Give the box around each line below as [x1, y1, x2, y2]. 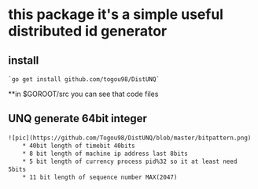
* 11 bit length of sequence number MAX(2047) [22, 173, 178, 181]
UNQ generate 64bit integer [8, 112, 147, 125]
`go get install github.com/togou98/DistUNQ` [8, 76, 160, 83]
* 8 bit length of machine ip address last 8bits [22, 150, 189, 157]
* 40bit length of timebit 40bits [22, 142, 135, 150]
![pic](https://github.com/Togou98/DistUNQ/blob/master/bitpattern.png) [8, 134, 252, 142]
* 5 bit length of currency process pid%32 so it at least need [22, 157, 238, 165]
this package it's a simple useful [8, 6, 224, 24]
